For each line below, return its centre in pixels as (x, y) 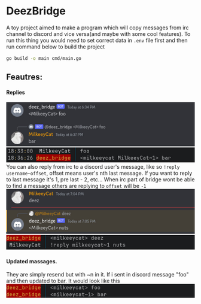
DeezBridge (36, 11)
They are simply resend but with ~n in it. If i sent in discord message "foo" (98, 275)
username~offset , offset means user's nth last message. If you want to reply (99, 173)
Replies (16, 92)
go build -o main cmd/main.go (44, 58)
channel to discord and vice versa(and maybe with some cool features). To (98, 34)
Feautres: (25, 77)
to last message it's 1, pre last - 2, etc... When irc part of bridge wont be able (100, 180)
